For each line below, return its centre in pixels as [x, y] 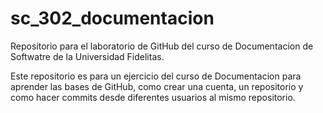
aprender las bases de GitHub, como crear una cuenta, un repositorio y [157, 86]
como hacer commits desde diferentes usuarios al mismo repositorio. [153, 97]
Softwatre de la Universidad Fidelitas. [87, 56]
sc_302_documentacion [112, 18]
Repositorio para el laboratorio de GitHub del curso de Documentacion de [162, 46]
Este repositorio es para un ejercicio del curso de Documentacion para [156, 76]
